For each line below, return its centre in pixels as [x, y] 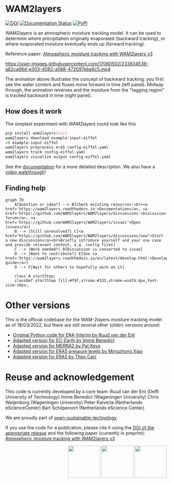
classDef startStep [35, 280]
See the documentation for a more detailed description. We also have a [80, 167]
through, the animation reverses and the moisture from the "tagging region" [85, 90]
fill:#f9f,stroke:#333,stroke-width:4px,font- [109, 280]
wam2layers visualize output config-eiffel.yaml [58, 157]
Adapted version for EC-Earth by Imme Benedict [63, 340]
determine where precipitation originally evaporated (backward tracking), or [85, 38]
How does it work [34, 111]
